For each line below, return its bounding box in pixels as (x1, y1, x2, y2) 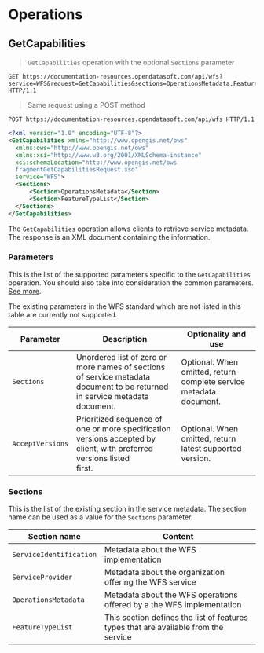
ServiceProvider (12, 573, 73, 582)
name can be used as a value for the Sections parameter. (8, 512, 193, 522)
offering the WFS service (104, 577, 196, 588)
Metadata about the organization (104, 567, 225, 578)
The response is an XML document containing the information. (8, 232, 211, 241)
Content (162, 531, 194, 542)
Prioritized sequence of (75, 413, 163, 424)
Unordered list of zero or (75, 351, 167, 362)
